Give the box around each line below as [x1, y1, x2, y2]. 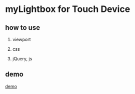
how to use [5, 23, 40, 32]
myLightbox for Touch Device [5, 3, 130, 15]
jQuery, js [12, 56, 32, 62]
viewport [12, 36, 31, 42]
